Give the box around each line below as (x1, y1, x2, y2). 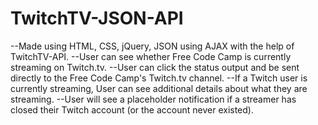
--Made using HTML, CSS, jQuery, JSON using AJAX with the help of (10, 40, 295, 52)
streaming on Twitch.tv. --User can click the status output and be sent (10, 61, 300, 73)
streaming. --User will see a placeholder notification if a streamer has (10, 93, 297, 105)
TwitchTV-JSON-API (10, 7, 184, 30)
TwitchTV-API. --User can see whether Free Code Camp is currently (10, 50, 292, 62)
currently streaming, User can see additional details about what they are (10, 82, 308, 94)
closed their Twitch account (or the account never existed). (10, 103, 254, 116)
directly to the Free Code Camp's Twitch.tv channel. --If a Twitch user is (10, 72, 308, 84)
